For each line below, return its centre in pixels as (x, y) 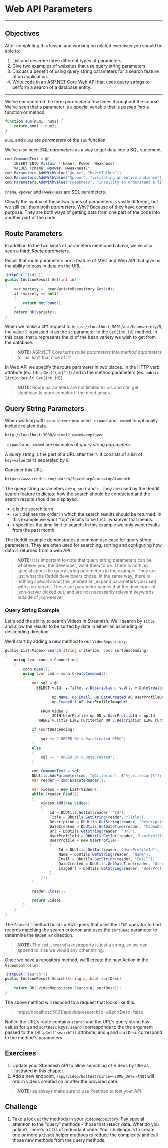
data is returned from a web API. (38, 550)
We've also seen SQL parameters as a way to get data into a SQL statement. (84, 150)
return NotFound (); (43, 303)
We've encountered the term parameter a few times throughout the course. (83, 101)
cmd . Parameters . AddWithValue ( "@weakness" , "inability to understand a (80, 182)
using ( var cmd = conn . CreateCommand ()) (66, 674)
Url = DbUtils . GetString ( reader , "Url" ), (93, 831)
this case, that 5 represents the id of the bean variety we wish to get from (81, 337)
